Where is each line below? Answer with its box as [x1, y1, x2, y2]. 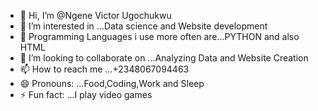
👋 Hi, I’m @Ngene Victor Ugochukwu [19, 10, 172, 21]
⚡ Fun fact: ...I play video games [19, 89, 153, 100]
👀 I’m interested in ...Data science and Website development [19, 20, 268, 32]
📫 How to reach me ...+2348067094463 [19, 63, 190, 75]
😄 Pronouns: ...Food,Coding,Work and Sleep [19, 78, 205, 89]
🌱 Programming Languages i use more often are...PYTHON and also [19, 31, 300, 42]
